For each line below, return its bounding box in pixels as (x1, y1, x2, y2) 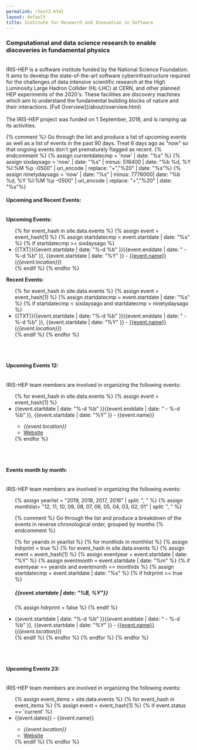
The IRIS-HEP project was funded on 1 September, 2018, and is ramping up (6, 116, 187, 123)
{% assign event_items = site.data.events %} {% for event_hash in (14, 696, 175, 703)
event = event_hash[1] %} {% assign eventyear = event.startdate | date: (14, 551, 188, 558)
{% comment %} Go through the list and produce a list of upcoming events (6, 133, 187, 140)
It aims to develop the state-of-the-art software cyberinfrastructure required (6, 72, 191, 79)
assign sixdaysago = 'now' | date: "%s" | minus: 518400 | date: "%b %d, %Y (6, 158, 191, 165)
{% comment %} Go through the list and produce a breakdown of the (14, 515, 182, 522)
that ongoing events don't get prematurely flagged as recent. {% (6, 146, 162, 153)
